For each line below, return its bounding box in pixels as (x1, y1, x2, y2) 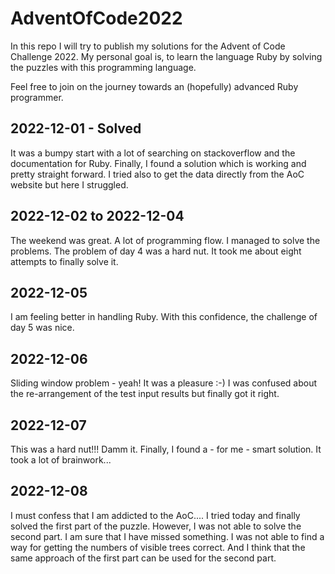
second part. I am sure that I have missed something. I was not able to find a (10, 530, 325, 542)
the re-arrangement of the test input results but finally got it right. (10, 388, 280, 400)
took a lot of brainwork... (10, 454, 112, 466)
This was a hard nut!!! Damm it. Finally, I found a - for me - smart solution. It (10, 443, 322, 455)
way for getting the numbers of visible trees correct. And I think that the (10, 541, 306, 553)
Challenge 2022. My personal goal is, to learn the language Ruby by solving (10, 50, 323, 62)
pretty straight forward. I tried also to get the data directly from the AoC (10, 168, 305, 180)
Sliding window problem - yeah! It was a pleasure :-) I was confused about (10, 377, 318, 389)
